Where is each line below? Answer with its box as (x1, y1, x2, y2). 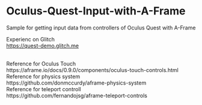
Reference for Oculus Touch (6, 60, 76, 67)
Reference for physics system (6, 73, 80, 80)
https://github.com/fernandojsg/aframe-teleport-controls (6, 92, 148, 99)
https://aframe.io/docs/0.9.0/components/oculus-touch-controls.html (6, 66, 179, 73)
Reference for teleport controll (6, 85, 81, 92)
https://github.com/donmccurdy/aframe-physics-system (6, 79, 147, 86)
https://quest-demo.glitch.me (6, 42, 79, 49)
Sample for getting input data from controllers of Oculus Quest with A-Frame (6, 24, 196, 31)
